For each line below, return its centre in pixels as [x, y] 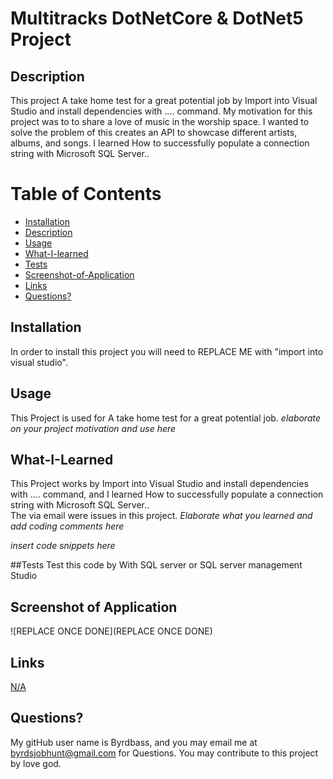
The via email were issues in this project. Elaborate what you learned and [161, 516]
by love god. [36, 763]
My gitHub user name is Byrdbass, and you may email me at [134, 742]
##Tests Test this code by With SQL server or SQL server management [156, 565]
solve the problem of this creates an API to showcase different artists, [154, 132]
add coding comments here [67, 526]
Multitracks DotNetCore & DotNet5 [157, 18]
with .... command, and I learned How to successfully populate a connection [167, 494]
